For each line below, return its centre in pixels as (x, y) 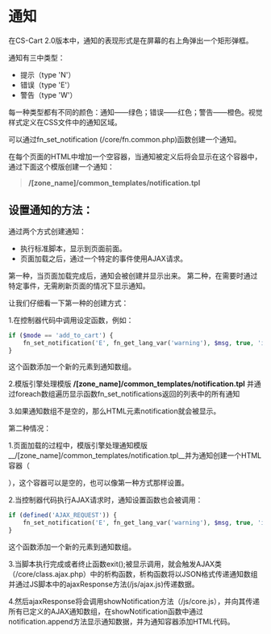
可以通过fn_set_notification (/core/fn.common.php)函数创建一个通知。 (125, 139)
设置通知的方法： (51, 210)
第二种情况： (29, 428)
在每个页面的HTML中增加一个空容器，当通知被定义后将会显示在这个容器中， (135, 156)
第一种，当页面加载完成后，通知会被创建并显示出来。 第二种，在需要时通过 (133, 275)
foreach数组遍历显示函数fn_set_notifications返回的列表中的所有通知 (127, 394)
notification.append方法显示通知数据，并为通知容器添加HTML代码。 (121, 621)
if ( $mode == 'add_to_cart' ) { (61, 335)
